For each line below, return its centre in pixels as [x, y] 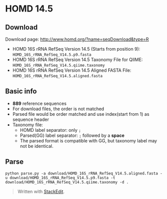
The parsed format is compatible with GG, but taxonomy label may [88, 140]
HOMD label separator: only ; [50, 130]
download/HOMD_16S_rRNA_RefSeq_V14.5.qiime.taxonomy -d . [67, 182]
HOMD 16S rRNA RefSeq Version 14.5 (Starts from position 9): [76, 49]
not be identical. [37, 146]
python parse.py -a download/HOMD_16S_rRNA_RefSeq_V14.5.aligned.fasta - [84, 173]
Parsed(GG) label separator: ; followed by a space [72, 135]
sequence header [31, 119]
